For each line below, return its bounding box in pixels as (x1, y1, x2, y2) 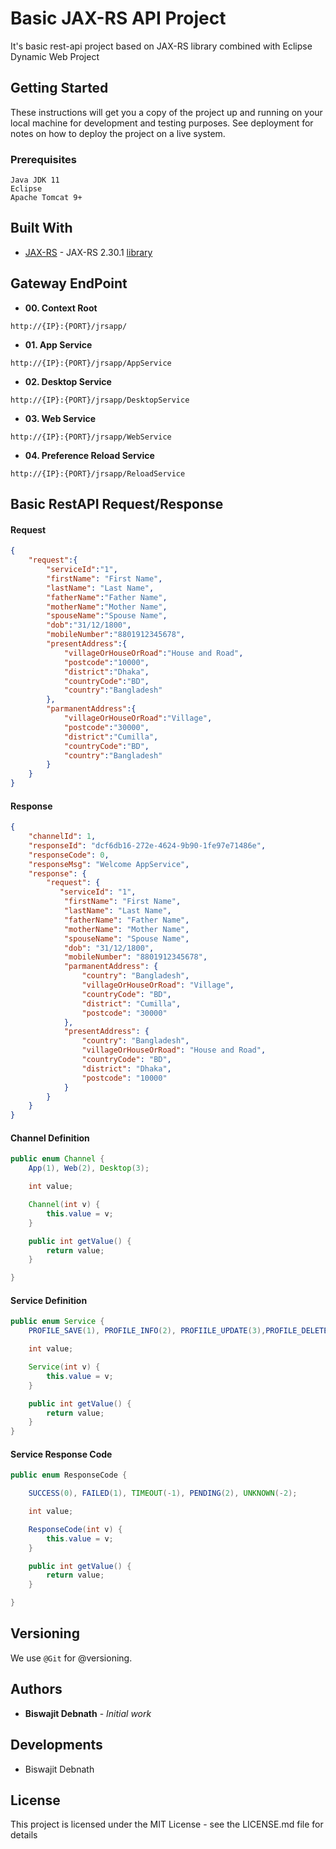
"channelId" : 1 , (28, 832, 97, 842)
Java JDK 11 (10, 175, 60, 186)
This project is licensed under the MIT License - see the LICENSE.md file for (10, 1818, 324, 1831)
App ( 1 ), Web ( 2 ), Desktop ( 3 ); (28, 1163, 150, 1174)
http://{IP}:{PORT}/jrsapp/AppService (10, 358, 172, 368)
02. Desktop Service (24, 375, 112, 387)
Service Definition (10, 1294, 88, 1306)
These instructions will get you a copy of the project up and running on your (10, 106, 323, 118)
